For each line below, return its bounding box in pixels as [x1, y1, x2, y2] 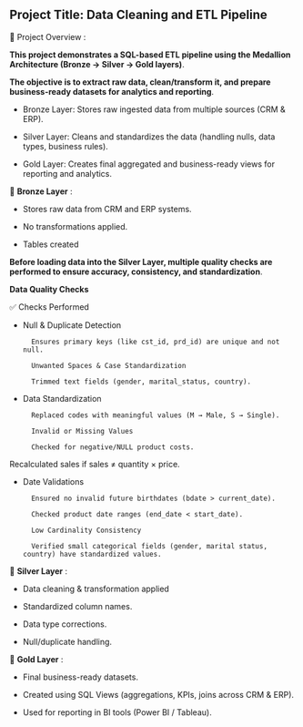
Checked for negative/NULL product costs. [31, 442, 195, 452]
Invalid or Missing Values [31, 426, 134, 435]
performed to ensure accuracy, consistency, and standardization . [9, 266, 263, 277]
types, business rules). [22, 140, 109, 151]
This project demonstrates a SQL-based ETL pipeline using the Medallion [9, 49, 291, 60]
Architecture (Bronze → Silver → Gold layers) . [9, 58, 185, 69]
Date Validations [22, 476, 85, 486]
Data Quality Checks [9, 283, 89, 294]
